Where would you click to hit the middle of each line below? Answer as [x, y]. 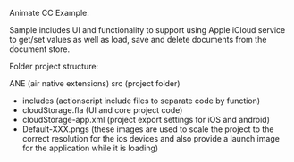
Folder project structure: [54, 66]
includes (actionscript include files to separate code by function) [141, 101]
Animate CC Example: [49, 13]
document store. [39, 49]
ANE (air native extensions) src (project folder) [95, 83]
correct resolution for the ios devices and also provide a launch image [151, 138]
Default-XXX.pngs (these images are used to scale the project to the [148, 129]
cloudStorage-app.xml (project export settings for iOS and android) [146, 120]
